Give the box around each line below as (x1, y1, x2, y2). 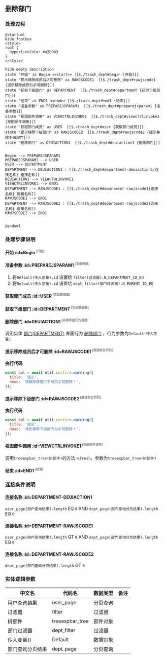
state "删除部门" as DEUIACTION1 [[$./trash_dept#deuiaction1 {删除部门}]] (5, 140, 161, 145)
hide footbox (5, 37, 32, 41)
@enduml (5, 224, 21, 229)
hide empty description (5, 67, 54, 72)
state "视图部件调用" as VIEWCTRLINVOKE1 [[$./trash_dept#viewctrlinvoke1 (5, 114, 160, 119)
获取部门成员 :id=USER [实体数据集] (5, 293, 70, 299)
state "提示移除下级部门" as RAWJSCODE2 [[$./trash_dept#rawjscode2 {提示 (5, 130, 157, 135)
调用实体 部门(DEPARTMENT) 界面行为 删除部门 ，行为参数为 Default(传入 (5, 330, 154, 337)
